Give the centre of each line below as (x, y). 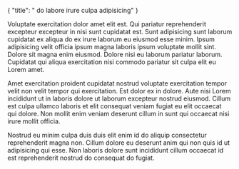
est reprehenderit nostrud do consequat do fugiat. (81, 158)
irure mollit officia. (34, 121)
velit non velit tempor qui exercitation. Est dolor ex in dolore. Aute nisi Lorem (119, 91)
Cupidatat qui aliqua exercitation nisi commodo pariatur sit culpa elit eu (112, 62)
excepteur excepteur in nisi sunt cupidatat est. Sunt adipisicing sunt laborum (120, 32)
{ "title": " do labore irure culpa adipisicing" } (73, 10)
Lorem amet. (26, 70)
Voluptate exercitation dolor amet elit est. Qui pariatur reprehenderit (107, 24)
